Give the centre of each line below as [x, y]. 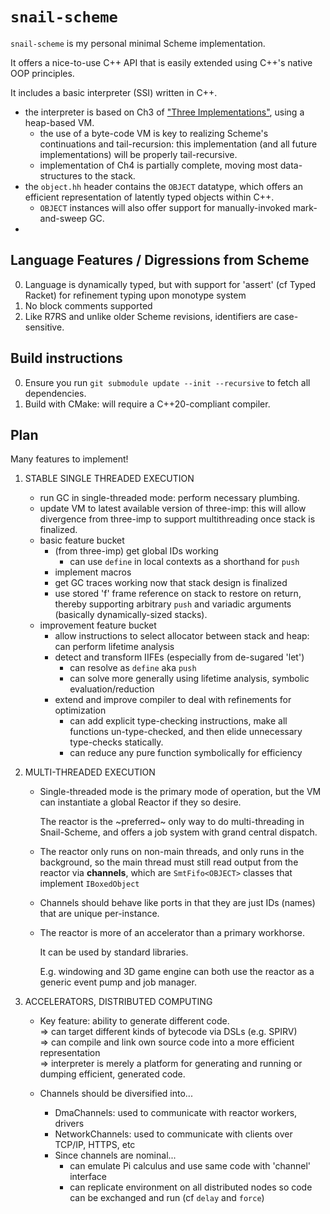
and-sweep [63, 218]
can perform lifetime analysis [114, 647]
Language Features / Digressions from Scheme [160, 260]
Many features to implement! [69, 459]
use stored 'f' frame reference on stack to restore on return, [178, 594]
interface [88, 1177]
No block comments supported [88, 305]
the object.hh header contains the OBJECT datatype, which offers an [163, 186]
